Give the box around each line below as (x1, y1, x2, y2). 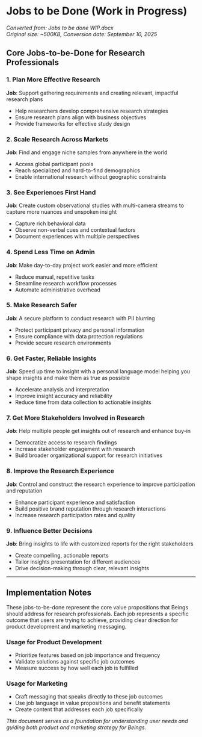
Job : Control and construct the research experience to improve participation (6, 480, 195, 488)
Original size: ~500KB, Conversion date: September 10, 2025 (6, 30, 158, 37)
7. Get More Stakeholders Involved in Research (6, 414, 145, 422)
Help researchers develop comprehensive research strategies (14, 107, 168, 114)
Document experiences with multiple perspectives (14, 233, 139, 240)
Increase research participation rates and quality (14, 511, 136, 518)
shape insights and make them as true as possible (6, 375, 130, 382)
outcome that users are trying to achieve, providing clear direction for (6, 616, 179, 624)
